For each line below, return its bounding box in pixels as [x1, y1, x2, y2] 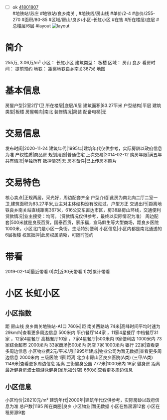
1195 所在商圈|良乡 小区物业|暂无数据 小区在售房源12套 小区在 [34, 403, 161, 409]
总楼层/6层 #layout [12, 23, 51, 29]
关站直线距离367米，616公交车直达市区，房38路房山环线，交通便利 [22, 207, 161, 213]
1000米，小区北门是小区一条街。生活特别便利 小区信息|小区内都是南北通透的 [5, 225, 162, 231]
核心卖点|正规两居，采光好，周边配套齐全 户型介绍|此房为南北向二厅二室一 [5, 194, 158, 201]
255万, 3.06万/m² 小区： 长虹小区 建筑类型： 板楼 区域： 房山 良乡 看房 [5, 60, 151, 65]
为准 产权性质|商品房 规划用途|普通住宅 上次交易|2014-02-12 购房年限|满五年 [5, 151, 162, 157]
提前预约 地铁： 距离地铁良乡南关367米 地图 [14, 66, 106, 72]
